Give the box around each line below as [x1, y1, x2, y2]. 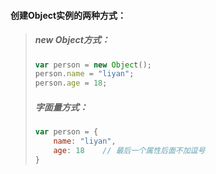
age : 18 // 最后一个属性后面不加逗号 [53, 145, 206, 155]
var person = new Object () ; [34, 60, 153, 70]
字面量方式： [34, 101, 88, 113]
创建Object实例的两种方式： [10, 9, 127, 21]
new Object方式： [34, 34, 110, 46]
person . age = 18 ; [34, 78, 108, 89]
